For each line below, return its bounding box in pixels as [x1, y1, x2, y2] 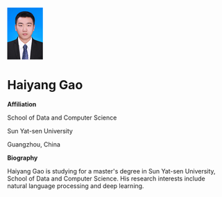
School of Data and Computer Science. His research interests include [7, 174, 206, 182]
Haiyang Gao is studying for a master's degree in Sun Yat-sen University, [7, 167, 216, 175]
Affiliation [7, 100, 37, 108]
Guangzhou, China [7, 140, 61, 149]
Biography [7, 153, 38, 162]
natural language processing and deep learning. [7, 181, 144, 190]
